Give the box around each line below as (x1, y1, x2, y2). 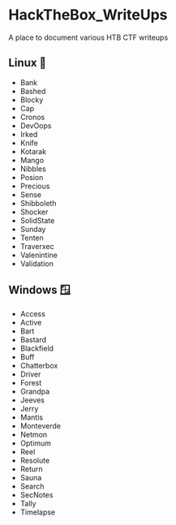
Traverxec (19, 241, 54, 251)
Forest (19, 377, 42, 387)
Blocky (19, 95, 44, 105)
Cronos (19, 112, 45, 122)
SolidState (19, 215, 55, 225)
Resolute (19, 455, 50, 465)
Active (19, 317, 42, 327)
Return (19, 464, 43, 474)
